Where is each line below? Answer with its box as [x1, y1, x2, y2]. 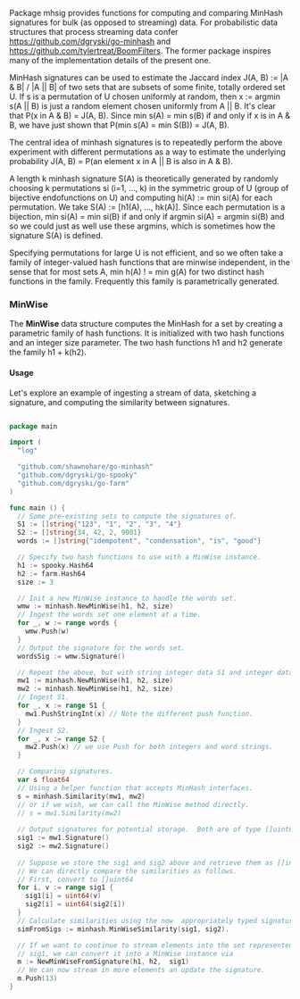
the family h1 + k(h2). [9, 347, 87, 358]
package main [9, 421, 58, 431]
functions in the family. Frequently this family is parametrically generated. [9, 276, 279, 287]
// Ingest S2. [17, 726, 70, 735]
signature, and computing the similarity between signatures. [9, 396, 230, 407]
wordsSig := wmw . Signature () [17, 652, 126, 661]
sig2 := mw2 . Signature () [17, 842, 110, 851]
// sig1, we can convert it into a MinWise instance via [17, 949, 234, 958]
